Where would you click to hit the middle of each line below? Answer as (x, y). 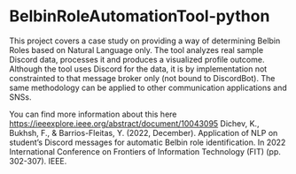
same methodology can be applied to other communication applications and (148, 87)
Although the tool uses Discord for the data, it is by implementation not (138, 69)
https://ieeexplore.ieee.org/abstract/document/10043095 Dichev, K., (134, 123)
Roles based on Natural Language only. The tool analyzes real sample (136, 49)
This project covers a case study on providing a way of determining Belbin (145, 41)
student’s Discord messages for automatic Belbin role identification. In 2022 (148, 142)
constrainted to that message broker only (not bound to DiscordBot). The (142, 78)
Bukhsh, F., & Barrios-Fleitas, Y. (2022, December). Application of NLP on (144, 132)
